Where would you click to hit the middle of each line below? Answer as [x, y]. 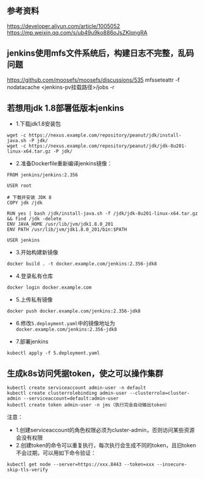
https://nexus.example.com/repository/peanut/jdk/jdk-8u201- [108, 146]
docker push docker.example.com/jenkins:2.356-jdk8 [74, 311]
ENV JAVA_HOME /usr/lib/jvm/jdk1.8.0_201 [60, 225]
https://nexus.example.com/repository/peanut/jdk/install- [105, 135]
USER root [19, 186]
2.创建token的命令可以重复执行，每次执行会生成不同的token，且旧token [106, 445]
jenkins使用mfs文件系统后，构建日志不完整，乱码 [100, 53]
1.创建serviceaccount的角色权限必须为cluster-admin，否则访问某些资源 [105, 430]
